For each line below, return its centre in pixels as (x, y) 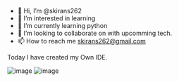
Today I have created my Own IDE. (57, 57)
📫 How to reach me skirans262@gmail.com (82, 41)
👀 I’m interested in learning (56, 18)
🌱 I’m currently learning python (62, 26)
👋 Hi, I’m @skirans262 (50, 11)
